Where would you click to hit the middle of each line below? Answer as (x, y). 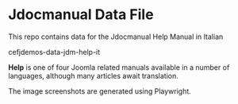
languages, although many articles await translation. (93, 75)
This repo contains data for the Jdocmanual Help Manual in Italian (116, 37)
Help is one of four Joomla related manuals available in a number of (119, 67)
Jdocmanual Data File (81, 15)
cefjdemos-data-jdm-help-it (54, 52)
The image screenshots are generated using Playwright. (100, 91)
